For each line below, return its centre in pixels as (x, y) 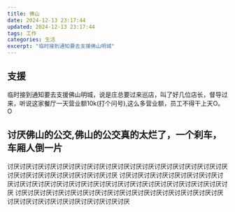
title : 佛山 (23, 14)
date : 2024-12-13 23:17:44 (47, 20)
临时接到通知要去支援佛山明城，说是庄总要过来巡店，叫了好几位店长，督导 (114, 94)
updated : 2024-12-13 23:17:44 (51, 27)
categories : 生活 (31, 40)
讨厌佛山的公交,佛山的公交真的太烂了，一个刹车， (115, 135)
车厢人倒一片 (35, 148)
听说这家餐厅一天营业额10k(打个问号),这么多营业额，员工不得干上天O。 (122, 103)
